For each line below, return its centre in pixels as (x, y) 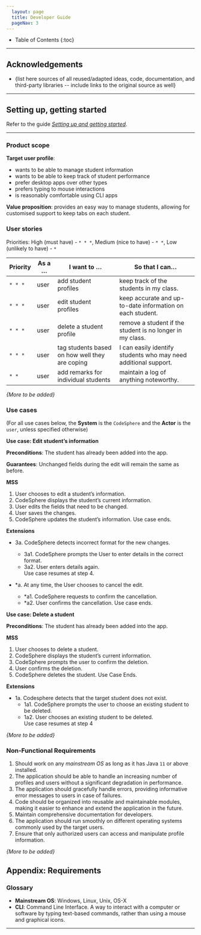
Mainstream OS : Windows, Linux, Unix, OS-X (71, 900)
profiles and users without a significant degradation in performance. (99, 783)
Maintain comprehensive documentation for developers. (84, 815)
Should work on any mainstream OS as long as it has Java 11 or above (101, 764)
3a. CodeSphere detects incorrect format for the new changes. (92, 542)
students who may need (153, 355)
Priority (20, 267)
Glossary (20, 888)
